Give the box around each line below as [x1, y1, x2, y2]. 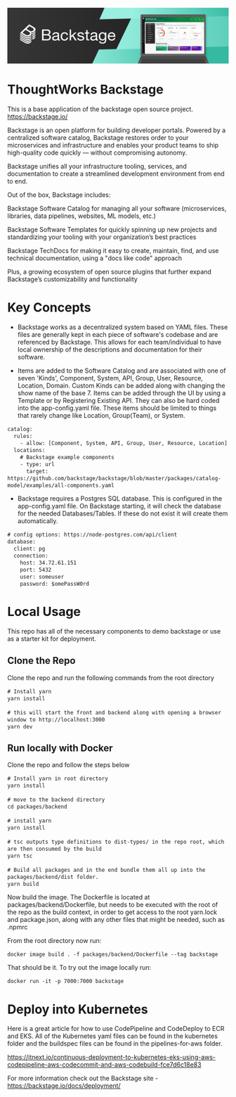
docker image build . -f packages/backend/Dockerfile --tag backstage [7, 951, 218, 958]
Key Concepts [7, 300, 91, 316]
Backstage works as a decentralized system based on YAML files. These [17, 323, 228, 331]
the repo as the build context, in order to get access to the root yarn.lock [7, 908, 218, 916]
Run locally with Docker [7, 743, 113, 754]
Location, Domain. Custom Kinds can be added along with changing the [17, 381, 225, 390]
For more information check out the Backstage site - [7, 1074, 159, 1083]
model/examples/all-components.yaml [7, 482, 114, 489]
